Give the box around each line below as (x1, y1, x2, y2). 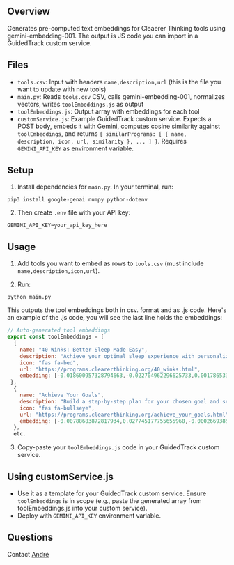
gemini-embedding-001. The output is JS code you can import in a (7, 31, 198, 40)
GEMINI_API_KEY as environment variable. (17, 144, 134, 153)
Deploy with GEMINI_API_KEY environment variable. (17, 511, 162, 520)
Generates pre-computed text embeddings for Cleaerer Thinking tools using (7, 24, 226, 32)
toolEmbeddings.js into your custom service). (17, 504, 148, 512)
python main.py (7, 294, 52, 301)
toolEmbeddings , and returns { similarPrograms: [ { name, (17, 129, 187, 138)
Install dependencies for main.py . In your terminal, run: (17, 183, 174, 191)
